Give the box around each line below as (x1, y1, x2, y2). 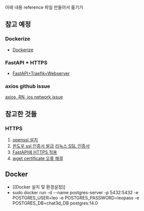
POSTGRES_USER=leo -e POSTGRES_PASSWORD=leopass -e (12, 195, 140, 201)
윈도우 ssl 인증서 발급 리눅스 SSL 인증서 (12, 143, 90, 149)
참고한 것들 (5, 110, 37, 118)
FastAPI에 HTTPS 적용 (12, 149, 57, 155)
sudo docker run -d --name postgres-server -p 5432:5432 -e (12, 189, 139, 195)
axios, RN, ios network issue (5, 94, 63, 100)
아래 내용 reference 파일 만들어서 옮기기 (5, 4, 83, 10)
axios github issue (5, 82, 51, 89)
